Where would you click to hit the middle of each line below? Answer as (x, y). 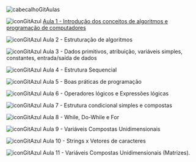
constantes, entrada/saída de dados (52, 58)
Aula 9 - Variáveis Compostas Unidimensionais (101, 129)
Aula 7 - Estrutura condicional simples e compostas (107, 105)
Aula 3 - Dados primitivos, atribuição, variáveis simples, (113, 51)
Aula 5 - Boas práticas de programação (92, 82)
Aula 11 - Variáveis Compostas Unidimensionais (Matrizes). (116, 153)
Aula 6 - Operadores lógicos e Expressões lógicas (106, 94)
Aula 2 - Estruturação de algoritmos (88, 39)
